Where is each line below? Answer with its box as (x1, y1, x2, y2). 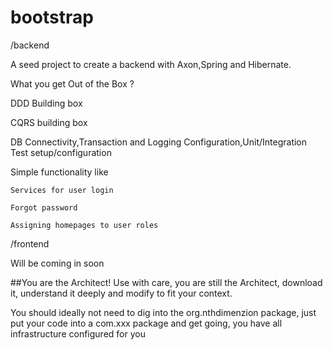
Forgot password (10, 202, 78, 213)
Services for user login (10, 185, 114, 195)
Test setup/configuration (10, 146, 112, 158)
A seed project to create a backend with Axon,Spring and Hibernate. (10, 58, 292, 70)
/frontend (10, 237, 50, 250)
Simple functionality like (10, 166, 109, 178)
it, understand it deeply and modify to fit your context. (10, 287, 233, 299)
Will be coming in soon (10, 257, 105, 269)
